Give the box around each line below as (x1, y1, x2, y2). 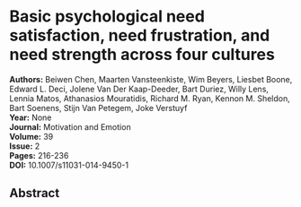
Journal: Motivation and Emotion (9, 121, 132, 132)
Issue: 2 (9, 141, 40, 151)
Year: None (9, 112, 52, 123)
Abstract (9, 185, 60, 201)
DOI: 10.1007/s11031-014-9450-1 (9, 160, 128, 170)
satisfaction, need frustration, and (9, 25, 270, 46)
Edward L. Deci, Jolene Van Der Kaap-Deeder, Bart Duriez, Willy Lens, (9, 83, 270, 94)
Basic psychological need (9, 6, 205, 27)
